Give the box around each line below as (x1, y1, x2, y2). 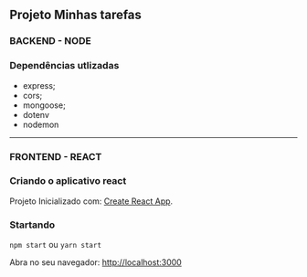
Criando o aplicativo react (9, 175, 127, 187)
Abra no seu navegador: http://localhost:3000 (9, 257, 183, 268)
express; (22, 80, 57, 91)
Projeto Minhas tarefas (9, 7, 142, 23)
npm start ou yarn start (9, 240, 102, 250)
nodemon (22, 119, 59, 130)
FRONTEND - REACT (9, 150, 102, 163)
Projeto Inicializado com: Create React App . (9, 196, 174, 207)
